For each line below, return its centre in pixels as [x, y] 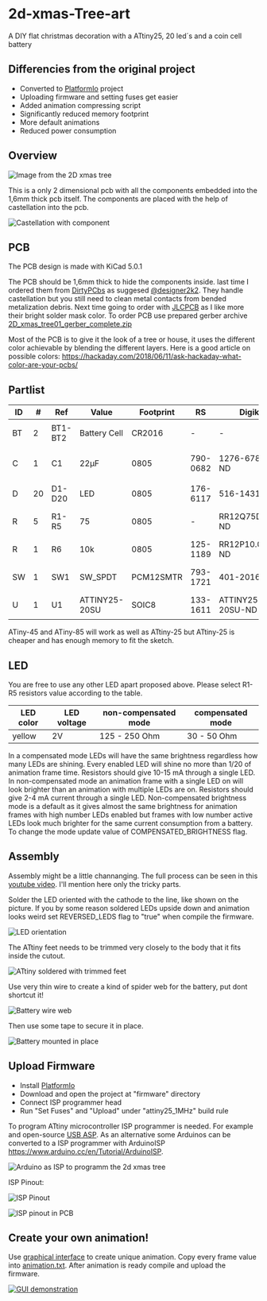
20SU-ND [238, 610]
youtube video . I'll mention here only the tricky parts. [95, 884]
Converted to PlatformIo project [72, 88]
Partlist [27, 390]
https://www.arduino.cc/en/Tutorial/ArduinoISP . [86, 1151]
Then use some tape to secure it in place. [76, 1025]
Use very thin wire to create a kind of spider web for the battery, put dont [128, 986]
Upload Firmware [52, 1066]
